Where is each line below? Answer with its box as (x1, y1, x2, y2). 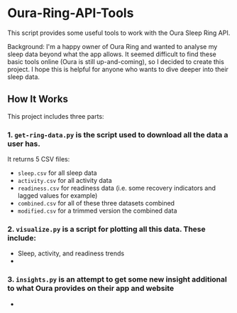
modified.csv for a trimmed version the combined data (17, 206, 177, 215)
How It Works (7, 93, 69, 105)
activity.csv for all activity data (17, 176, 112, 185)
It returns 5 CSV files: (7, 155, 70, 164)
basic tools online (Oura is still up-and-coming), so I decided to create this (7, 57, 225, 65)
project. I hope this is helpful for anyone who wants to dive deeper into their (7, 65, 229, 73)
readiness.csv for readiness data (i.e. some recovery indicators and (17, 184, 216, 193)
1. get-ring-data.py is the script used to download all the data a (7, 129, 228, 139)
